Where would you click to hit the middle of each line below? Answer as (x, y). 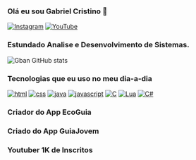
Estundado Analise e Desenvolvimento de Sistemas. (98, 45)
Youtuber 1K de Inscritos (50, 149)
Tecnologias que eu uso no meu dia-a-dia (80, 78)
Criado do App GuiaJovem (53, 131)
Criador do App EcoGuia (49, 112)
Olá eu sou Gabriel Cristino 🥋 (57, 11)
